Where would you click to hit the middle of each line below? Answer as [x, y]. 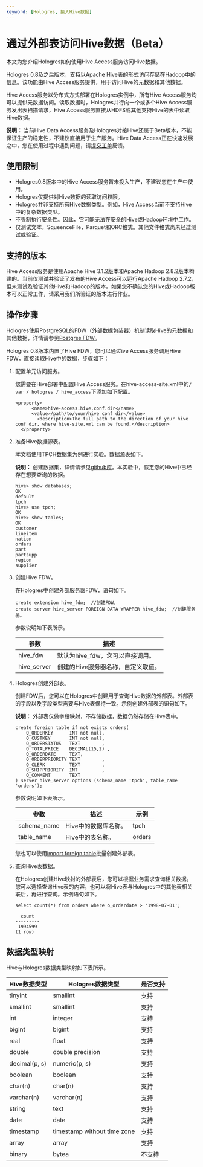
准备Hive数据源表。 [39, 441]
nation [23, 539]
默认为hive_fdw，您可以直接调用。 [106, 656]
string [18, 1108]
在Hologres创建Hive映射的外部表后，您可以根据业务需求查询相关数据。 [103, 879]
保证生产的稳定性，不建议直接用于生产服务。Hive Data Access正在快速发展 [100, 138]
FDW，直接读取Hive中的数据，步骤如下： [58, 358]
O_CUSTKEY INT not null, [66, 738]
